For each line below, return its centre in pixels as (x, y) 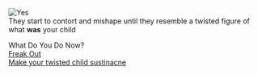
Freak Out (25, 54)
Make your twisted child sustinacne (68, 62)
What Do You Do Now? (47, 45)
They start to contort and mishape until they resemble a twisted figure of (129, 21)
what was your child (42, 29)
